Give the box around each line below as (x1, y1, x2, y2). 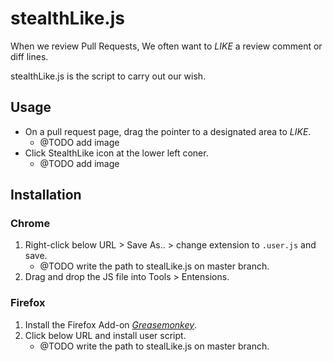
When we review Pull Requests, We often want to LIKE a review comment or (10, 40, 323, 52)
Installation (10, 187, 82, 204)
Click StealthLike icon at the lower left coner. (24, 147, 209, 159)
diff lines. (10, 50, 49, 62)
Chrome (10, 217, 51, 231)
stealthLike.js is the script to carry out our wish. (10, 70, 207, 82)
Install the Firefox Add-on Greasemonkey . (24, 318, 198, 331)
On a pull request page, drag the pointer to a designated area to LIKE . (24, 125, 312, 137)
